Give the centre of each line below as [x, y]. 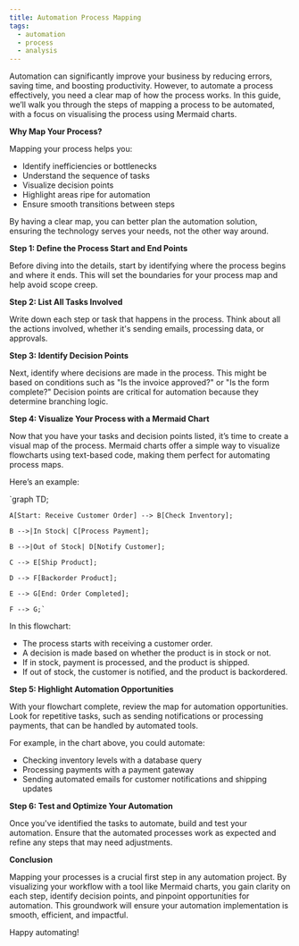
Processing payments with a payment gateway [108, 770]
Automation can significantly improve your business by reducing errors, [141, 76]
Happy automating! [44, 933]
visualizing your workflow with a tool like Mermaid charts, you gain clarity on [150, 887]
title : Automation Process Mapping [75, 17]
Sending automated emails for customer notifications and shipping [145, 780]
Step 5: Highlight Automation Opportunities [91, 689]
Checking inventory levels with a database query [112, 760]
